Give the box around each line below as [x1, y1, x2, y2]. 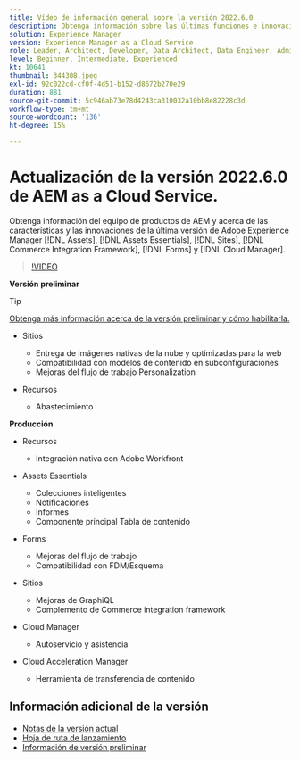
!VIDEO [30, 261, 58, 272]
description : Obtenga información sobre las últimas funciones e [9, 21, 257, 30]
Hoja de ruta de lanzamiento [21, 732, 127, 743]
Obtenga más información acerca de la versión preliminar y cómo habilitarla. [9, 313, 290, 324]
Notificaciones [35, 497, 89, 508]
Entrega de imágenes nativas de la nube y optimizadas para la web [35, 347, 282, 358]
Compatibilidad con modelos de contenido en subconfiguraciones [35, 357, 279, 368]
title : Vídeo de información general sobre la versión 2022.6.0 [9, 12, 254, 22]
